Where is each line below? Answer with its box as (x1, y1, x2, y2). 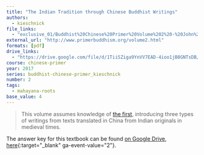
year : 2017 (6, 65, 34, 72)
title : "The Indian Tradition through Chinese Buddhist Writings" (6, 9, 178, 15)
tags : (6, 83, 20, 89)
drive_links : (6, 49, 39, 55)
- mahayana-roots (12, 88, 56, 94)
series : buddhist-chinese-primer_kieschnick (6, 71, 121, 77)
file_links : (6, 26, 36, 32)
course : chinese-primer (6, 60, 67, 66)
